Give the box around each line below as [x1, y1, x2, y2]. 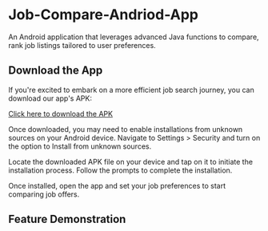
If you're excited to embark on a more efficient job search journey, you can [8, 85, 254, 94]
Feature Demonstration [8, 213, 126, 226]
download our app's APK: [8, 94, 92, 103]
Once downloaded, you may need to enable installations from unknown [8, 124, 243, 133]
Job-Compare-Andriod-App [8, 6, 198, 24]
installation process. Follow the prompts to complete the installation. [8, 165, 233, 175]
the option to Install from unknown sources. [8, 141, 152, 151]
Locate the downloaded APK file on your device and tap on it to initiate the [8, 157, 254, 166]
